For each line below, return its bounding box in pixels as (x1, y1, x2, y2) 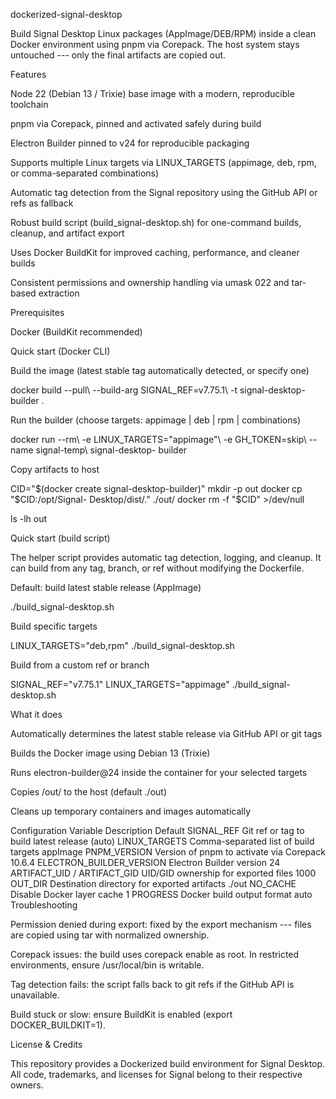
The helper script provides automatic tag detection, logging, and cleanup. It (10, 552, 322, 563)
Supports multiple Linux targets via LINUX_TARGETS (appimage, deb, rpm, (10, 157, 317, 168)
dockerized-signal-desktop (10, 9, 123, 20)
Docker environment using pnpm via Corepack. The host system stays (10, 39, 300, 50)
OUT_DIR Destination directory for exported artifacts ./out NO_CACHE (10, 878, 297, 889)
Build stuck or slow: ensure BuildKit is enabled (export (10, 1009, 233, 1020)
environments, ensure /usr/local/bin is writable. (10, 959, 205, 971)
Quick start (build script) (10, 532, 111, 544)
